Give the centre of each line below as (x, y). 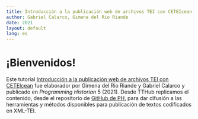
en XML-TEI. (21, 111)
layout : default (26, 28)
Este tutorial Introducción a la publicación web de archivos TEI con (87, 79)
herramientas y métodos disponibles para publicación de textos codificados (99, 105)
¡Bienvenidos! (41, 63)
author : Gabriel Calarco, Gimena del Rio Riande (67, 17)
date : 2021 (20, 22)
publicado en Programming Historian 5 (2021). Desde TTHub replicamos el (98, 92)
